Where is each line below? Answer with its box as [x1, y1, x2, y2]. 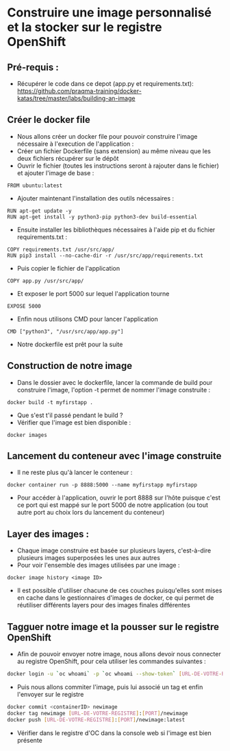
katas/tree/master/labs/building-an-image [16, 94, 136, 102]
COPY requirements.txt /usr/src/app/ [7, 246, 115, 253]
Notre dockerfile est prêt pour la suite [16, 340, 123, 348]
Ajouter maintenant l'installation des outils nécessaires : [16, 194, 175, 202]
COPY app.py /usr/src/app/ [7, 277, 84, 284]
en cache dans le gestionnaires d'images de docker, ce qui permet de [16, 594, 214, 602]
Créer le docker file [7, 114, 90, 126]
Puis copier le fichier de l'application [16, 264, 120, 272]
